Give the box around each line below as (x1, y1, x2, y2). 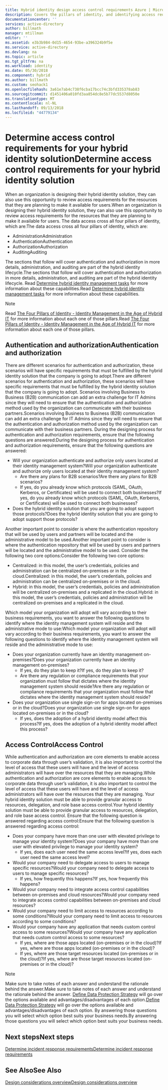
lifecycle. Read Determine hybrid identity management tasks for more (5, 280, 148, 286)
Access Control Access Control (5, 741, 103, 749)
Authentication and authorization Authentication (5, 341, 159, 349)
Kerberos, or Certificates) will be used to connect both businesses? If (19, 489, 161, 495)
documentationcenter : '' (5, 17, 57, 22)
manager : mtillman (5, 31, 43, 36)
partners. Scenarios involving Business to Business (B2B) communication (5, 410, 155, 416)
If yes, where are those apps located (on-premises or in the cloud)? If (19, 940, 161, 946)
